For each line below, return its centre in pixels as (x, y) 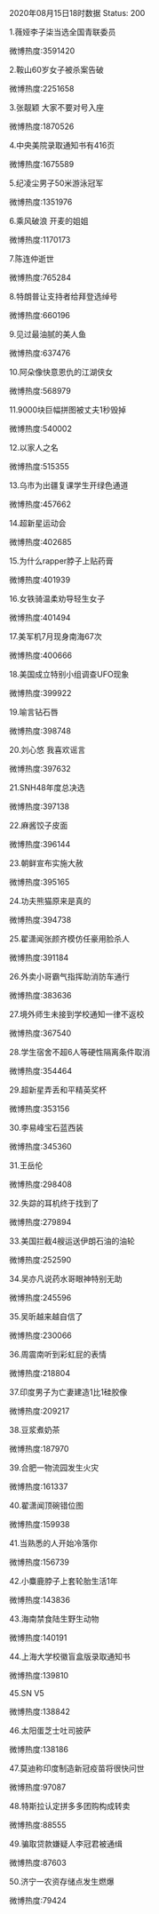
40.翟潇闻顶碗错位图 (47, 1506)
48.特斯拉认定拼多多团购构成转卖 (70, 1806)
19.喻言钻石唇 (34, 712)
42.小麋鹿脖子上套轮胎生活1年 (64, 1581)
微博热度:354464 (41, 1071)
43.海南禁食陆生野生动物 (54, 1619)
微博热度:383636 (40, 995)
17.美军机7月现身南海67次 (56, 637)
